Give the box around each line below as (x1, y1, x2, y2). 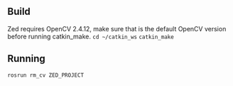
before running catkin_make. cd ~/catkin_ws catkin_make (7, 32, 174, 41)
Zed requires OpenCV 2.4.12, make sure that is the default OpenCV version (7, 24, 227, 33)
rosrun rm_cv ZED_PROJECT (7, 71, 84, 79)
